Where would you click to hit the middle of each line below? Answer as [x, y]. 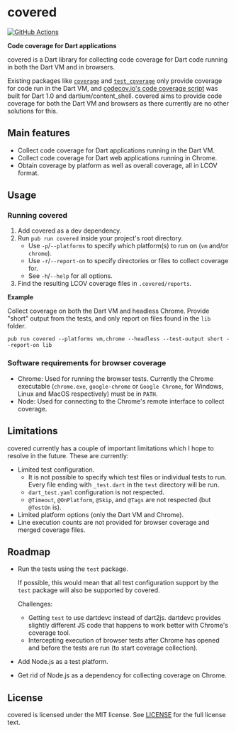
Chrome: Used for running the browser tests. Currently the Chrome [116, 378]
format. [28, 173]
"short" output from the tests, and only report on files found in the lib [109, 318]
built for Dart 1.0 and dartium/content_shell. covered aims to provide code [115, 96]
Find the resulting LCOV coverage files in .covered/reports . [105, 284]
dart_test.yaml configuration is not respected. [96, 492]
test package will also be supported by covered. [89, 590]
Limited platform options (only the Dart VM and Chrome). [101, 514]
